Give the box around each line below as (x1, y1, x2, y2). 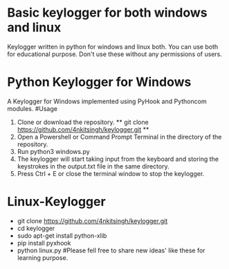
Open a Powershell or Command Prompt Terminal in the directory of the (17, 132, 222, 141)
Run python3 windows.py (17, 147, 90, 155)
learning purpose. (17, 253, 68, 261)
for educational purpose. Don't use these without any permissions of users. (7, 50, 223, 58)
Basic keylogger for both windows (7, 5, 208, 21)
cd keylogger (17, 224, 55, 232)
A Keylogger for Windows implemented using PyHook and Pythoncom (7, 97, 207, 105)
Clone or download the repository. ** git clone (17, 118, 149, 126)
